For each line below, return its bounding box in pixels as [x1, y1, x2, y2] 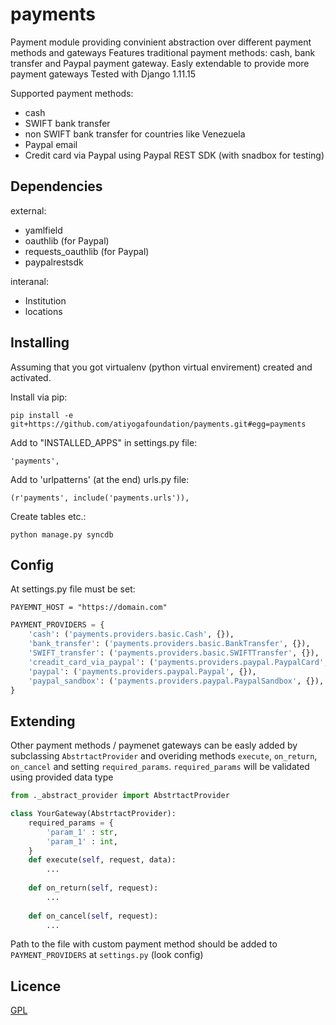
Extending [10, 713, 76, 730]
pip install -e [10, 410, 74, 420]
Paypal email [24, 138, 78, 150]
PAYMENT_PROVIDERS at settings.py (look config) [10, 949, 204, 961]
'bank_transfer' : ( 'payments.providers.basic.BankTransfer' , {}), [28, 639, 311, 649]
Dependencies [10, 178, 103, 195]
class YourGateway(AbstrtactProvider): [10, 809, 177, 819]
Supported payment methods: [10, 87, 134, 99]
